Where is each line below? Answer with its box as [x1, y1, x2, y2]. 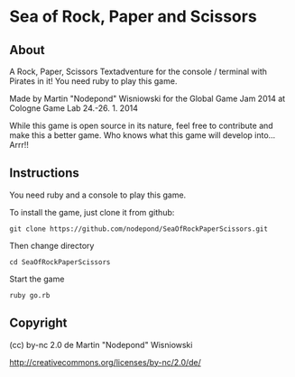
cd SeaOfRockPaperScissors [9, 257, 111, 267]
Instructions [9, 165, 79, 181]
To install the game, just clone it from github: [9, 207, 175, 217]
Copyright [9, 316, 68, 331]
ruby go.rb [9, 290, 51, 299]
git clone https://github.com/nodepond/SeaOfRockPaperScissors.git [9, 224, 269, 234]
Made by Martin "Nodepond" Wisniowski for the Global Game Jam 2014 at [9, 93, 286, 104]
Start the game [9, 273, 65, 284]
